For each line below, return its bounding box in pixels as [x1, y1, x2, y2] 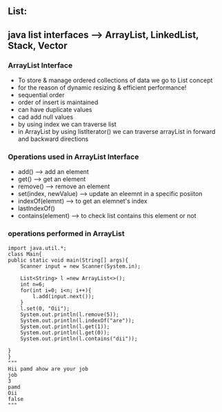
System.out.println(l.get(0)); [20, 329, 110, 336]
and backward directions [17, 135, 89, 144]
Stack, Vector [8, 39, 68, 51]
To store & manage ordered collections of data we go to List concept [17, 76, 213, 85]
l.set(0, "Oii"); [20, 305, 70, 312]
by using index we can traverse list [17, 120, 117, 128]
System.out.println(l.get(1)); [20, 323, 110, 330]
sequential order [17, 91, 65, 99]
